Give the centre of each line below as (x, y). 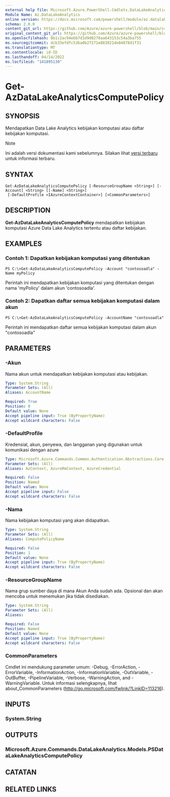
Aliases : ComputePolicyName (35, 539)
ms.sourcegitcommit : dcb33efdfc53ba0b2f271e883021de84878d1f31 (73, 43)
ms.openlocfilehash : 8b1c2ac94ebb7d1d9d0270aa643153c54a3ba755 (73, 38)
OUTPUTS (22, 735)
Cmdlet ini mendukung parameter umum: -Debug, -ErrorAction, (71, 667)
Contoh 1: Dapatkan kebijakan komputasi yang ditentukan (78, 258)
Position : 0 (18, 407)
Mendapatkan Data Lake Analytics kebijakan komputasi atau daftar (75, 128)
